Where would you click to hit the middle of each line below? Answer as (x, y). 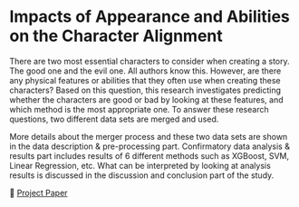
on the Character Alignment (116, 36)
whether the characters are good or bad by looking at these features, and (146, 99)
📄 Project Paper (39, 192)
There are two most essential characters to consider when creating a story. (149, 61)
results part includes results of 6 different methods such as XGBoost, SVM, (149, 155)
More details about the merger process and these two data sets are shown (149, 136)
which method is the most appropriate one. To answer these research (139, 109)
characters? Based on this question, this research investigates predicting (145, 90)
